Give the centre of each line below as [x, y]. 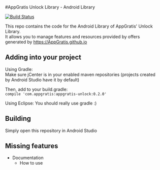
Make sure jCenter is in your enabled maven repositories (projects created [80, 74]
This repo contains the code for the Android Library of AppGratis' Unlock [79, 26]
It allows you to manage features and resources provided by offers [73, 37]
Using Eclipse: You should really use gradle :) [51, 103]
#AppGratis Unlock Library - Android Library [50, 7]
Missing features [32, 146]
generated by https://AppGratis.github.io [46, 42]
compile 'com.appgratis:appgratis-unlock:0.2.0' [56, 94]
